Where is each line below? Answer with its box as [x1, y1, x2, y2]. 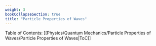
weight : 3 [5, 7, 26, 12]
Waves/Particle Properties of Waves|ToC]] [5, 35, 91, 41]
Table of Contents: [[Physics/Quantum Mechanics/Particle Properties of [5, 30, 151, 36]
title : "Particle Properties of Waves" [5, 16, 87, 21]
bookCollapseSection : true [5, 12, 61, 17]
